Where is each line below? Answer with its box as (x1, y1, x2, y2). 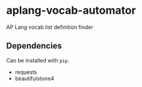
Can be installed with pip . (6, 56, 70, 64)
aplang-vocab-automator (6, 4, 137, 17)
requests (14, 68, 37, 76)
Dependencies (6, 41, 62, 51)
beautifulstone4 (14, 74, 55, 82)
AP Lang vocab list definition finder (6, 23, 93, 31)
